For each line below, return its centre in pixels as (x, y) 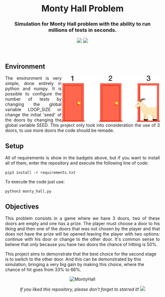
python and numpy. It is (33, 89)
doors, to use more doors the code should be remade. (60, 130)
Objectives (22, 206)
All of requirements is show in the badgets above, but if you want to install (82, 158)
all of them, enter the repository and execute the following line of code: (77, 163)
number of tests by (33, 99)
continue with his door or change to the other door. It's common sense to (82, 239)
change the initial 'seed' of (33, 115)
